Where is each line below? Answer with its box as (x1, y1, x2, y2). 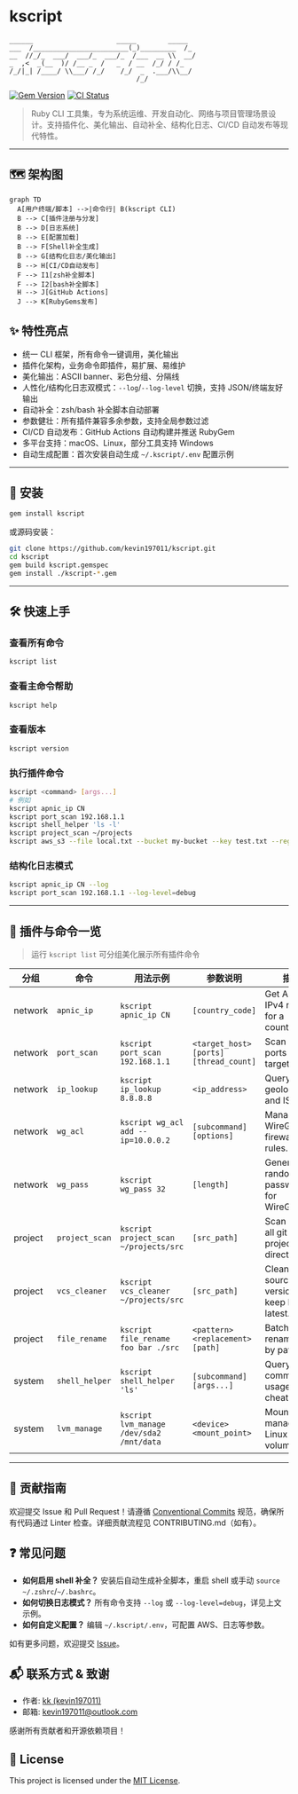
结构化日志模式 (9, 860, 74, 871)
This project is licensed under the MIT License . (9, 1775, 181, 1786)
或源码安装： (9, 526, 56, 538)
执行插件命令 (9, 767, 65, 779)
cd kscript (9, 553, 50, 562)
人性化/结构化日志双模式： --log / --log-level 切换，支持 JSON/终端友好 (21, 382, 284, 392)
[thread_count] (192, 1056, 257, 1066)
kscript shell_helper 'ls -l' (9, 821, 122, 830)
